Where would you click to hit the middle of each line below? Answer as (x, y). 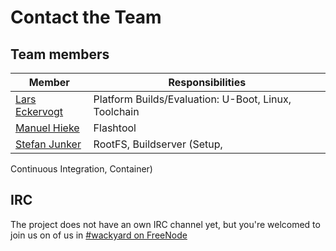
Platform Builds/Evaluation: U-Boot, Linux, (192, 99)
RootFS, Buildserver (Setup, (158, 144)
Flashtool (115, 128)
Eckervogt (39, 111)
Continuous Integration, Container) (81, 169)
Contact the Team (86, 17)
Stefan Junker (48, 144)
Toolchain (116, 111)
